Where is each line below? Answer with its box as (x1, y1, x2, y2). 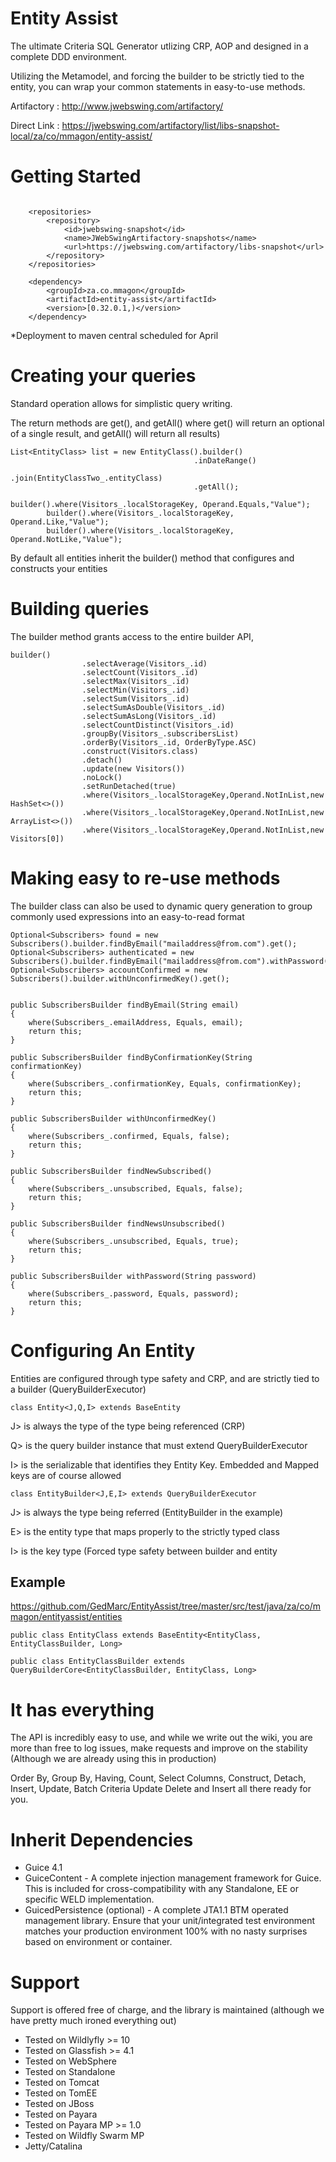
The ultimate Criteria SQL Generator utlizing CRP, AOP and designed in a (10, 40, 309, 52)
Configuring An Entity (10, 1339, 196, 1362)
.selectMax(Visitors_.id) (81, 676, 190, 686)
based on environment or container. (24, 1936, 173, 1948)
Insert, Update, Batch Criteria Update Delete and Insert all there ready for (10, 1783, 312, 1795)
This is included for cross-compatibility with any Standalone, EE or (24, 1883, 299, 1895)
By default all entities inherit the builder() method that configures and (10, 552, 295, 564)
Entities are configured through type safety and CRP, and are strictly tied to (10, 1372, 320, 1384)
